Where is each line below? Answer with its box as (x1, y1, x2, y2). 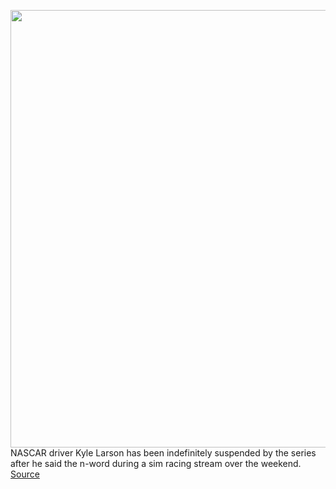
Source (10, 468, 40, 480)
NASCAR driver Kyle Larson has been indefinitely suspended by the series (10, 447, 317, 459)
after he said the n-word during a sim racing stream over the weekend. (10, 458, 302, 469)
